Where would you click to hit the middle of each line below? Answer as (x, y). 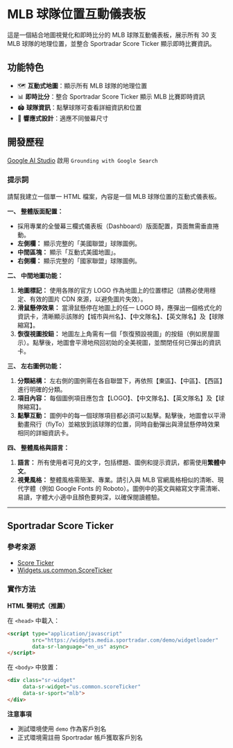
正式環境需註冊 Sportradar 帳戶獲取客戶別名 (80, 737)
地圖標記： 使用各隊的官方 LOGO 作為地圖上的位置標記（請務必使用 (113, 290)
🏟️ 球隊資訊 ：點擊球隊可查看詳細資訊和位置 (79, 107)
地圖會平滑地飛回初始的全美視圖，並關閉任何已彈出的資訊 (139, 342)
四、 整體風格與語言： (38, 447)
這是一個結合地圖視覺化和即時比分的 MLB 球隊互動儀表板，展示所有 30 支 (112, 35)
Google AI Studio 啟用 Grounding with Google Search (83, 160)
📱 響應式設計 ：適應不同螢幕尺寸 (63, 118)
